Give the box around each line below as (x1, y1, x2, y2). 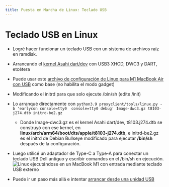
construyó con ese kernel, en (20, 124, 81, 131)
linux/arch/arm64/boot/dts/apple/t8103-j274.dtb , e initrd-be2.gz (20, 130, 159, 136)
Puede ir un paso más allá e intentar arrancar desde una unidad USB (12, 176, 155, 182)
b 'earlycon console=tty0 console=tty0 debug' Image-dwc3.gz (12, 106, 146, 111)
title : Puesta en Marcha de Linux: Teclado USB (5, 7, 107, 13)
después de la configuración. (20, 140, 81, 146)
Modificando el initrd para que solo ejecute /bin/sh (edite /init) (12, 91, 141, 97)
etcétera (12, 66, 30, 72)
